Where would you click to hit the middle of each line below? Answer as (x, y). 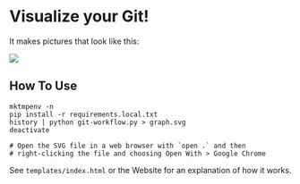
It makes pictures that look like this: (74, 41)
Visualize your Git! (79, 17)
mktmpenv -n (31, 106)
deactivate (30, 130)
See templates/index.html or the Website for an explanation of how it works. (150, 170)
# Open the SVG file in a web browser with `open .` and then (128, 146)
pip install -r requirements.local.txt (84, 114)
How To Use (43, 86)
